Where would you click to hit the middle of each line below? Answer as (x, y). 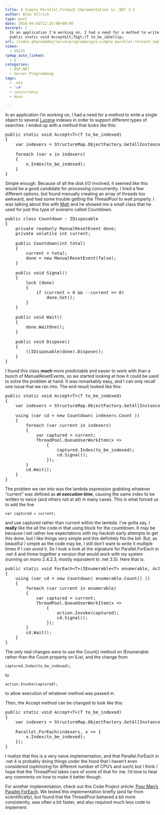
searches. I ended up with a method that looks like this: (61, 125)
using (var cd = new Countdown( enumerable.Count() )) (83, 579)
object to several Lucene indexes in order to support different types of (76, 120)
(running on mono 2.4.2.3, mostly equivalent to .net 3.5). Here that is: (75, 559)
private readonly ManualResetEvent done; (66, 229)
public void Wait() (39, 317)
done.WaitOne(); (45, 327)
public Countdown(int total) (51, 243)
